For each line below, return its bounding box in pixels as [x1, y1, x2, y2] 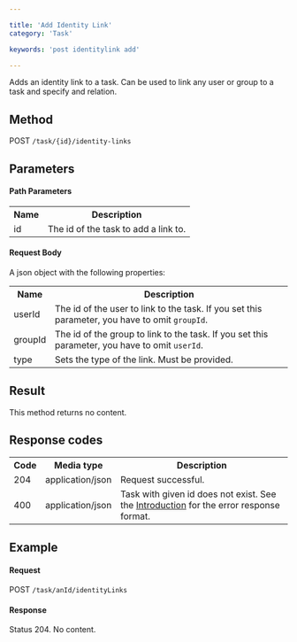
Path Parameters [9, 186, 72, 197]
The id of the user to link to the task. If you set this [54, 302, 263, 314]
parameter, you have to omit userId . [54, 338, 203, 351]
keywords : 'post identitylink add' [9, 45, 141, 54]
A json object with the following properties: [9, 267, 166, 277]
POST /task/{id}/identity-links [9, 135, 132, 146]
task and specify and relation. [9, 86, 118, 97]
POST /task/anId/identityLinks [9, 584, 128, 595]
